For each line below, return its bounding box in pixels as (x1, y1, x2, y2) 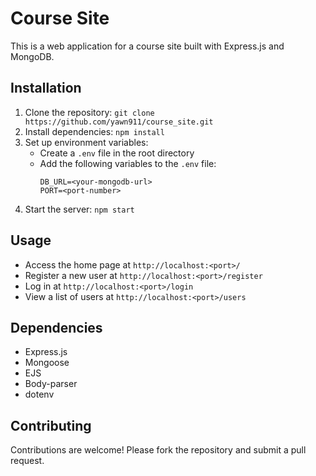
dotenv (24, 388, 55, 401)
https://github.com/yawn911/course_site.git (24, 117, 214, 127)
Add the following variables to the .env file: (39, 157, 217, 169)
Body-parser (24, 378, 78, 390)
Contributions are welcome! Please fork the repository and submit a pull (10, 444, 307, 456)
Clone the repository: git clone (24, 106, 155, 118)
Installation (10, 80, 82, 97)
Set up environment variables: (24, 136, 149, 148)
